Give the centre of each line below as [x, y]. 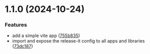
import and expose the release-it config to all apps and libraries [78, 41]
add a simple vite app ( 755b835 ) [46, 35]
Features [16, 25]
